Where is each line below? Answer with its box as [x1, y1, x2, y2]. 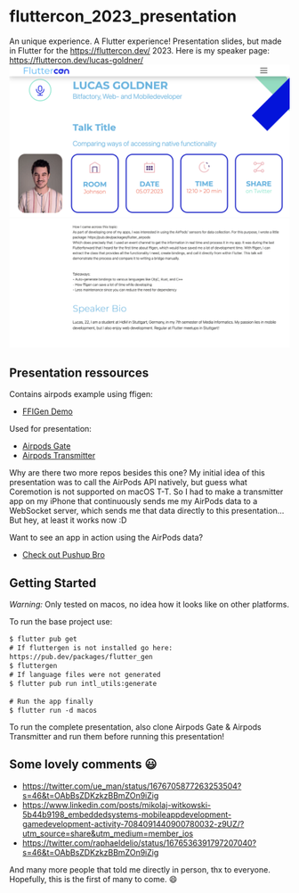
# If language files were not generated [9, 671, 162, 680]
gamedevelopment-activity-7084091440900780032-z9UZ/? [21, 818, 245, 829]
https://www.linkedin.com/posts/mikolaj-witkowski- [21, 799, 212, 810]
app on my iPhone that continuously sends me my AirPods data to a [9, 496, 258, 507]
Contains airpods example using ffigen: [9, 389, 153, 400]
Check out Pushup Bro [21, 550, 105, 560]
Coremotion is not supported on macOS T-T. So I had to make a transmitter [9, 486, 284, 497]
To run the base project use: [9, 616, 113, 627]
